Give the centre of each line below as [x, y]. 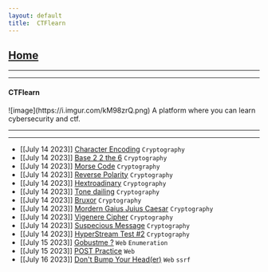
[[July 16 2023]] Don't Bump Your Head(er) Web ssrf [105, 259]
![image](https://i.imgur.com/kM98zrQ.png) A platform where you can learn [132, 110]
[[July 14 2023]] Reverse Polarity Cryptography [97, 174]
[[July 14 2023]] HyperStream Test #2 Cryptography [104, 234]
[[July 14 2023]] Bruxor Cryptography [81, 199]
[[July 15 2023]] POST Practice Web [77, 250]
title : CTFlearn [37, 23]
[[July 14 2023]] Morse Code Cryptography [90, 166]
